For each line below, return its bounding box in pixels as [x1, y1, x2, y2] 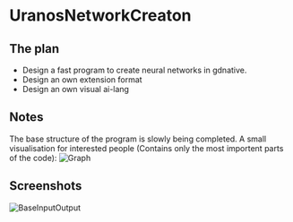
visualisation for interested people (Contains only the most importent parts [9, 142, 284, 153]
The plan [9, 41, 60, 56]
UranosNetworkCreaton [9, 5, 192, 26]
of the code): [9, 152, 57, 163]
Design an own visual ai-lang [22, 84, 130, 94]
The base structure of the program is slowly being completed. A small [9, 133, 267, 144]
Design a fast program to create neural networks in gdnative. [22, 64, 247, 75]
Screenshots [9, 178, 82, 193]
